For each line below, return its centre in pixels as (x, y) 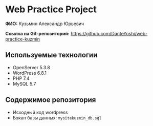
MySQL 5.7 (24, 83)
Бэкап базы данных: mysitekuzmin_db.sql (57, 118)
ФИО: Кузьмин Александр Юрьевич (45, 24)
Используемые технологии (51, 55)
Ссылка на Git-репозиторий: (38, 33)
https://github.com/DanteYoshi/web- (109, 33)
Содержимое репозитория (51, 100)
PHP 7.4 (21, 78)
